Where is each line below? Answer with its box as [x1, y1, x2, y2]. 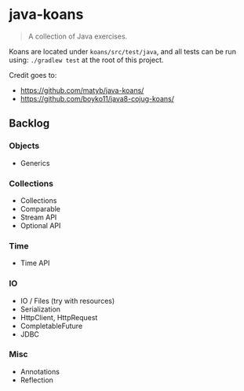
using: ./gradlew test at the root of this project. [9, 55, 164, 65]
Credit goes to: [9, 70, 57, 79]
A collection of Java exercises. [27, 31, 128, 41]
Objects [9, 140, 40, 151]
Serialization [20, 304, 61, 314]
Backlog [9, 116, 50, 131]
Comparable [20, 204, 61, 213]
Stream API [20, 212, 57, 222]
